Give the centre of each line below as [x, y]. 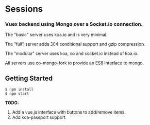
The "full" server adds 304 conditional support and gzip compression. [75, 44]
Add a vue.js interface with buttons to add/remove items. [69, 112]
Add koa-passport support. [39, 117]
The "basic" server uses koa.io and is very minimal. [56, 35]
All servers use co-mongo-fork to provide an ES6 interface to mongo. [75, 63]
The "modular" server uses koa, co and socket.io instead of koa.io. [72, 54]
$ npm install [19, 89]
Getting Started [29, 78]
